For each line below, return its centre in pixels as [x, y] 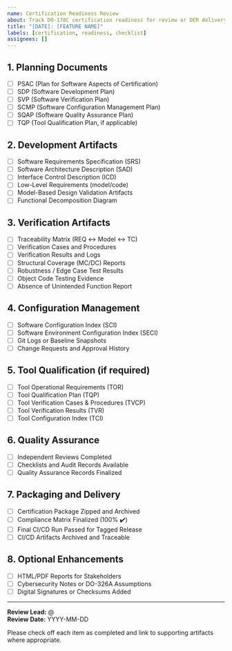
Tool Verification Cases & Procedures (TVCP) [81, 402]
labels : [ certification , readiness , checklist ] [77, 33]
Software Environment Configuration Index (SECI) [88, 333]
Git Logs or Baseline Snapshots [62, 340]
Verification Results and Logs [59, 255]
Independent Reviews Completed [64, 457]
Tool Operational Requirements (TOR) [70, 387]
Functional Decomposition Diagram [67, 200]
